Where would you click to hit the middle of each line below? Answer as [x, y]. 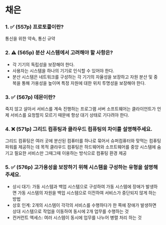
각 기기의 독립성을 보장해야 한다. [43, 64]
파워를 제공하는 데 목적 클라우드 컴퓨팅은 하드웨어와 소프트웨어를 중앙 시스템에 [81, 147]
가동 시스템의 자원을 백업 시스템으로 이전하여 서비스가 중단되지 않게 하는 [87, 193]
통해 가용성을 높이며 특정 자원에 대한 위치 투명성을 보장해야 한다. [84, 83]
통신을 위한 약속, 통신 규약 [30, 39]
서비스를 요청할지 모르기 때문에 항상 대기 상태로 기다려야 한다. [70, 115]
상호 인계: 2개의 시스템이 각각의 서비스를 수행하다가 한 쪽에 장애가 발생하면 [84, 205]
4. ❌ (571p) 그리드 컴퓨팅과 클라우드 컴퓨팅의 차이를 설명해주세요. [79, 129]
